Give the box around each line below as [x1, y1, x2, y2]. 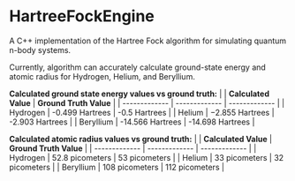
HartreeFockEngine [9, 6, 155, 26]
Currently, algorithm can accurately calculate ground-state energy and [9, 62, 267, 72]
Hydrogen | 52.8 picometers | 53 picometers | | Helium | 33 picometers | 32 [9, 152, 284, 162]
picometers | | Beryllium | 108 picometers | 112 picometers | [9, 162, 225, 172]
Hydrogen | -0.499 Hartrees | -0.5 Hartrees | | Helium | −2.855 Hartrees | [9, 107, 276, 117]
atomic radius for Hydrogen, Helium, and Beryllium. [9, 71, 196, 81]
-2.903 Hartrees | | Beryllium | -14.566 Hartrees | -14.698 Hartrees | [9, 117, 255, 127]
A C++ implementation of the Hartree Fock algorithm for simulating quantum [9, 35, 287, 46]
